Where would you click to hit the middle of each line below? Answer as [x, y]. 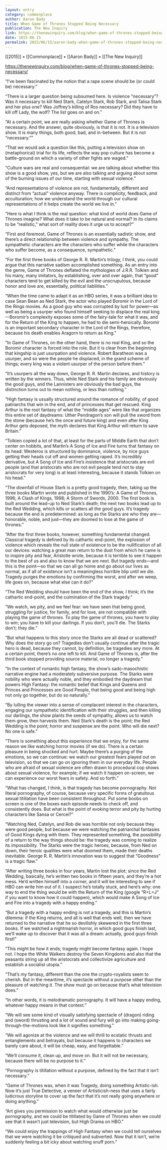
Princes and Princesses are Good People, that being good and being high [80, 689]
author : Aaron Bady [25, 19]
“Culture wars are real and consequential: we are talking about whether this [83, 167]
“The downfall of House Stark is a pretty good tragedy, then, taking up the [81, 487]
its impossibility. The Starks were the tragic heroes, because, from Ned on [81, 845]
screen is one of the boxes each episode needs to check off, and [72, 804]
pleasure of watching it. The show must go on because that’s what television [83, 985]
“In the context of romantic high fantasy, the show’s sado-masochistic [77, 668]
